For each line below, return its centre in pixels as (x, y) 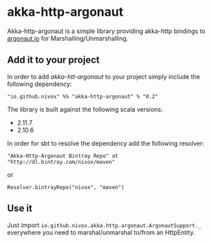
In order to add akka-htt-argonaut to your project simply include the (104, 76)
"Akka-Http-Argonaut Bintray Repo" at (63, 156)
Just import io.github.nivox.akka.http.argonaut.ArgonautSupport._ (104, 225)
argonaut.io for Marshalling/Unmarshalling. (68, 38)
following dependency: (40, 84)
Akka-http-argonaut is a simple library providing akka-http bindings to (106, 31)
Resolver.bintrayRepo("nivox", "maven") (66, 187)
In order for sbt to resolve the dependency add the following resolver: (106, 143)
